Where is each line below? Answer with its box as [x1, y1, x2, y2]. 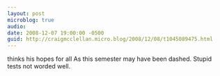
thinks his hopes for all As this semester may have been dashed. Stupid [7, 55, 212, 63]
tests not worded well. [7, 62, 71, 70]
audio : [7, 23, 26, 30]
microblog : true [7, 17, 54, 23]
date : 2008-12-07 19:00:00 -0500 [7, 29, 104, 37]
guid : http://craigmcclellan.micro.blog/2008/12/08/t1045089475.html [7, 36, 214, 43]
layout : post [7, 10, 45, 17]
